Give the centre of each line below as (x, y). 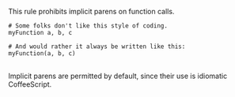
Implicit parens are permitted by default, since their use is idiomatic (118, 76)
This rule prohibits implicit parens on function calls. (91, 11)
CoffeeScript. (30, 84)
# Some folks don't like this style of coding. (88, 26)
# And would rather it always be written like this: (97, 47)
